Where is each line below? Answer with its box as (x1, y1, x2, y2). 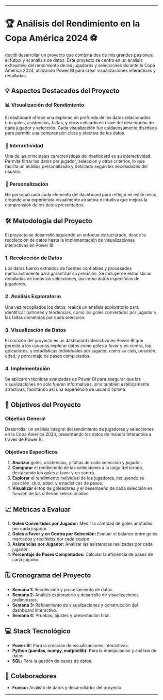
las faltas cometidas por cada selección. (5, 314, 86, 320)
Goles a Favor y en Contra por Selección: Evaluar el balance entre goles (12, 531, 158, 537)
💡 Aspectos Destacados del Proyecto (5, 87, 120, 95)
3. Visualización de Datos (5, 326, 66, 333)
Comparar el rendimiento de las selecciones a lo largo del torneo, (12, 465, 144, 471)
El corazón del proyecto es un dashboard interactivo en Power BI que (5, 337, 144, 343)
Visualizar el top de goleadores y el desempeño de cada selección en (12, 485, 153, 491)
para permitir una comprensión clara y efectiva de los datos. (5, 130, 126, 136)
